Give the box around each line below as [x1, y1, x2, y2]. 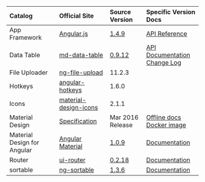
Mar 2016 [109, 113, 139, 121]
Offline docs [146, 113, 182, 121]
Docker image [146, 121, 187, 129]
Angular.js [59, 30, 88, 38]
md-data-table [59, 51, 104, 59]
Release [109, 121, 133, 129]
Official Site [59, 12, 95, 20]
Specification [59, 117, 98, 125]
